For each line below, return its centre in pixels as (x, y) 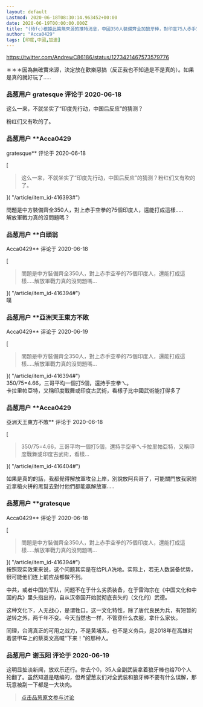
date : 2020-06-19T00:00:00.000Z (47, 23)
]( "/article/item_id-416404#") (43, 466)
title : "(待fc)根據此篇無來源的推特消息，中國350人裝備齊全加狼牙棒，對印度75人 (97, 29)
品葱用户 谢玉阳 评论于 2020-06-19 (58, 655)
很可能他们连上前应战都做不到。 (46, 577)
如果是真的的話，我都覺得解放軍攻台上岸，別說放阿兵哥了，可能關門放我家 (99, 479)
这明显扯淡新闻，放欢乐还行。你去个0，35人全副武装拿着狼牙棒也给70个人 (99, 670)
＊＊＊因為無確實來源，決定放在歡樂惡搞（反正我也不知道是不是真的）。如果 (100, 70)
